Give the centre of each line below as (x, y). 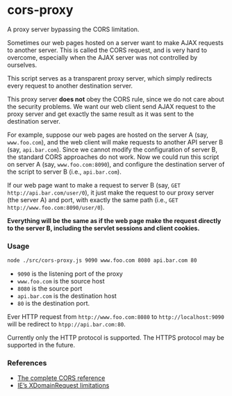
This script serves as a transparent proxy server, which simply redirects (110, 78)
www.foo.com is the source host (61, 281)
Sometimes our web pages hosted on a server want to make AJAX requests (115, 42)
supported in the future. (41, 345)
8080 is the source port (50, 289)
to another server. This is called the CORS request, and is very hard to (107, 50)
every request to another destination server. (70, 85)
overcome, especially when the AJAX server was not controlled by (102, 57)
